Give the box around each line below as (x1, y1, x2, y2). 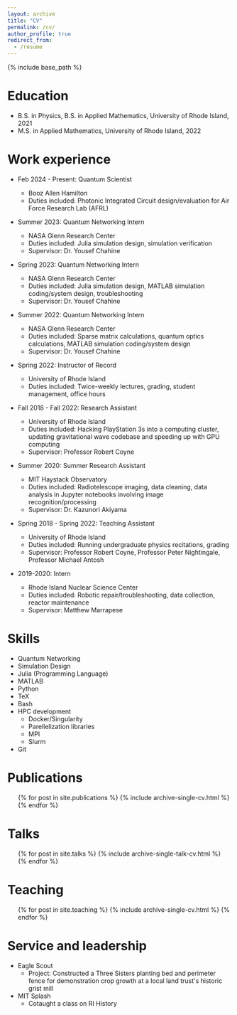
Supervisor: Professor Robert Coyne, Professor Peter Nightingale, (28, 548, 221, 556)
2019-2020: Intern (17, 569, 71, 578)
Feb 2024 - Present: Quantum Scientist (17, 175, 133, 184)
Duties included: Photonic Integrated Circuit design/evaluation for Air (28, 196, 230, 205)
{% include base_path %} (7, 63, 82, 71)
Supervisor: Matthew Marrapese (28, 605, 123, 614)
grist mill (28, 984, 54, 992)
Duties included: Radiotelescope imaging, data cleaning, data (28, 482, 207, 491)
